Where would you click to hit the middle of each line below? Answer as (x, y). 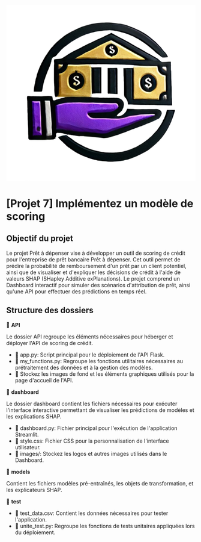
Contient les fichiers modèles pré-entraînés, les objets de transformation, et (100, 483)
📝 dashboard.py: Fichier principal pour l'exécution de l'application (96, 428)
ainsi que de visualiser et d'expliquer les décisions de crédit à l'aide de (94, 272)
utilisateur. (28, 447)
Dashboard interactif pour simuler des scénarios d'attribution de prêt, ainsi (98, 285)
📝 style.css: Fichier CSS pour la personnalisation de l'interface (92, 441)
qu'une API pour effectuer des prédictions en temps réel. (76, 291)
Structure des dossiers (50, 310)
